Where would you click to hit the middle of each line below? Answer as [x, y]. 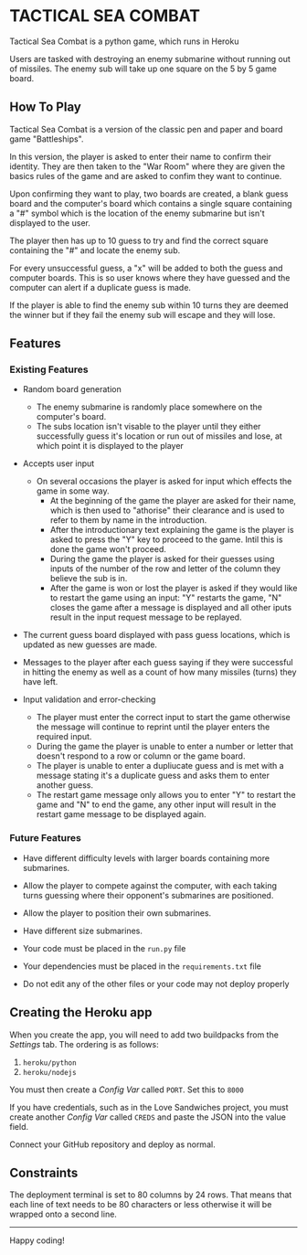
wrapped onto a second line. [63, 1214]
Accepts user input [58, 463]
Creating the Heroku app [81, 1012]
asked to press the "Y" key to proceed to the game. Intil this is [166, 539]
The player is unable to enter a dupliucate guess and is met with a [160, 766]
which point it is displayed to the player [110, 446]
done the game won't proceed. [108, 549]
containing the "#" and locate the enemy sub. [95, 250]
